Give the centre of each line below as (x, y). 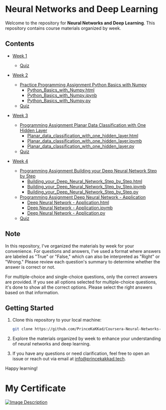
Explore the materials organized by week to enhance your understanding (86, 338)
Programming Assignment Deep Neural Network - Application (83, 197)
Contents (20, 44)
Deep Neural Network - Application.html (68, 202)
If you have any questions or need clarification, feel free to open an (81, 353)
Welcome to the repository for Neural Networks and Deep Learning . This (80, 23)
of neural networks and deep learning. (51, 344)
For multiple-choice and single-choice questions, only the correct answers (81, 276)
